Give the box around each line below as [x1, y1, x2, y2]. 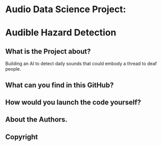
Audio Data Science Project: [5, 4, 126, 15]
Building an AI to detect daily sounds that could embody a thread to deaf [5, 61, 157, 67]
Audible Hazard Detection [5, 27, 117, 39]
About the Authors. [5, 115, 68, 124]
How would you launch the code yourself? [5, 98, 141, 106]
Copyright [5, 132, 38, 141]
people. [5, 66, 21, 72]
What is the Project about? [5, 47, 91, 55]
